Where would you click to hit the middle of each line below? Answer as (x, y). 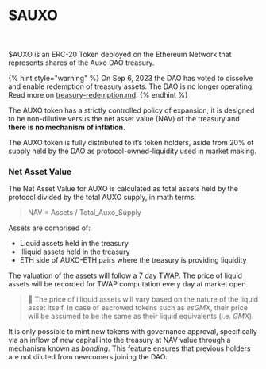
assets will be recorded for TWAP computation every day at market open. (128, 284)
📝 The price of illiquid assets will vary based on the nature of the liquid (143, 299)
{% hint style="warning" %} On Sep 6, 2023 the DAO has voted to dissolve (131, 78)
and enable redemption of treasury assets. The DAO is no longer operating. (131, 86)
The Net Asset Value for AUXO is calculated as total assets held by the (123, 189)
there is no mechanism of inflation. (67, 127)
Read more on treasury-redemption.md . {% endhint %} (98, 94)
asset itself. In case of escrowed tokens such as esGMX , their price (138, 308)
